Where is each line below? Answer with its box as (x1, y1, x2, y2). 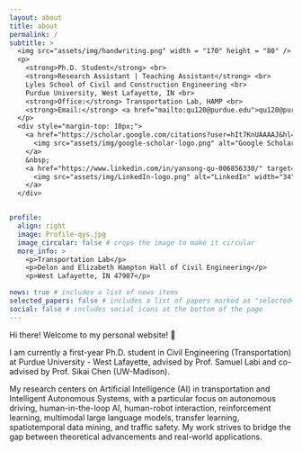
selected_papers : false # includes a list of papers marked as (9, 296, 252, 305)
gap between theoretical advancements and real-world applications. (9, 431, 262, 442)
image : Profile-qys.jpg (17, 230, 106, 239)
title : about (9, 22, 58, 31)
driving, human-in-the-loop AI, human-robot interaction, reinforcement (9, 402, 271, 413)
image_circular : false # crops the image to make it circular (17, 238, 255, 248)
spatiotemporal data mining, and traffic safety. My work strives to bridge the (9, 421, 291, 432)
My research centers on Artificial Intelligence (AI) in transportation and (9, 383, 271, 394)
